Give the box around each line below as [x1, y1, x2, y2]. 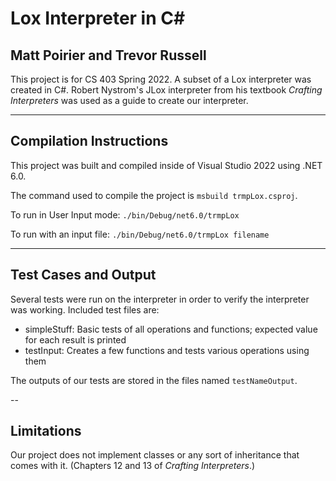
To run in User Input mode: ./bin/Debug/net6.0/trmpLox [10, 208, 240, 221]
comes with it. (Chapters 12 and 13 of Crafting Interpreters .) [10, 460, 256, 472]
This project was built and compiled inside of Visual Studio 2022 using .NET [10, 159, 323, 171]
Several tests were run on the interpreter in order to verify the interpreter [10, 293, 310, 305]
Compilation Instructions [10, 133, 169, 150]
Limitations [10, 423, 82, 440]
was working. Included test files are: [10, 303, 160, 316]
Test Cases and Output [10, 267, 157, 284]
